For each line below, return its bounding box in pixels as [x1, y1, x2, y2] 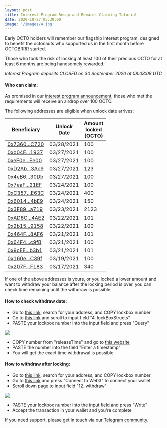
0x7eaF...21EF [7, 181, 42, 188]
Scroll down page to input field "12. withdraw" [12, 383, 107, 389]
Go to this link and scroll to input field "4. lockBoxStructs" [12, 314, 131, 321]
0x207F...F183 [7, 263, 43, 270]
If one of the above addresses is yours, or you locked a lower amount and [5, 276, 157, 282]
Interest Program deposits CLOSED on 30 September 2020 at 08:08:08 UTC [5, 71, 162, 77]
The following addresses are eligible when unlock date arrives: [5, 108, 134, 114]
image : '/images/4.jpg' [5, 21, 55, 27]
